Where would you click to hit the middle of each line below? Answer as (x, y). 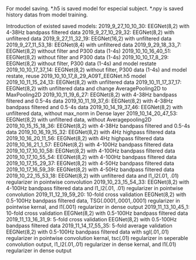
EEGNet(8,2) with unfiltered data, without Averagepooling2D (79, 119)
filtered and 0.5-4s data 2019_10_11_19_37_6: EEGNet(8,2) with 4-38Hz (89, 101)
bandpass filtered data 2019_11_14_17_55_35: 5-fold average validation (89, 226)
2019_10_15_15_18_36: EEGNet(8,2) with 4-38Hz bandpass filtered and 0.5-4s (98, 126)
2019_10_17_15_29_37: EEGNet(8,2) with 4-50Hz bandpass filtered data (90, 163)
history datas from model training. (47, 15)
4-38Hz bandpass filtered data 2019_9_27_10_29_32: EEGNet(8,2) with (90, 32)
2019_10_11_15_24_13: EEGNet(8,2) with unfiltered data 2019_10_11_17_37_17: (94, 82)
